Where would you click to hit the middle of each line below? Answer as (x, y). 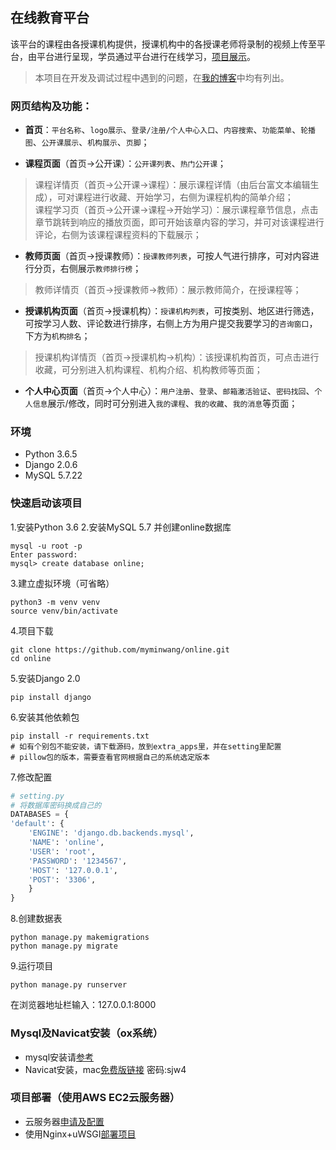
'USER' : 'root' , (62, 851)
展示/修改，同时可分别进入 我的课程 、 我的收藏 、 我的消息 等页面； (172, 404)
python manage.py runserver (69, 985)
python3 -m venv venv (55, 602)
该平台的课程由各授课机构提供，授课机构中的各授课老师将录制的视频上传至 (163, 44)
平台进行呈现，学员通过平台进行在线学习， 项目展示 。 (146, 56)
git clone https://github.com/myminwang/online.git (120, 649)
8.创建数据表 (36, 919)
